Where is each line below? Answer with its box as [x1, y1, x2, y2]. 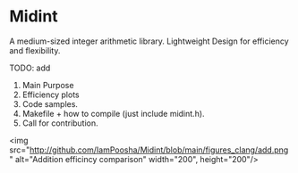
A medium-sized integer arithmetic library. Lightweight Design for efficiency [9, 36, 289, 46]
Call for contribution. [21, 118, 98, 128]
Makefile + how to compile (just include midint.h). [21, 108, 205, 119]
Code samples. [21, 98, 79, 109]
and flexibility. [9, 45, 61, 55]
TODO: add [9, 62, 51, 73]
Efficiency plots [21, 89, 80, 100]
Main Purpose [21, 79, 74, 90]
